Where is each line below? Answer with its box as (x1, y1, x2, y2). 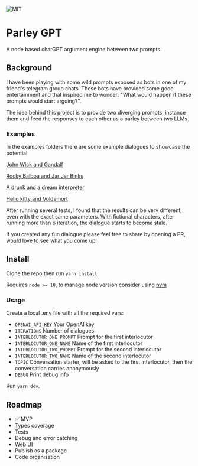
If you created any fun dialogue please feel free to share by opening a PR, (6, 231, 186, 238)
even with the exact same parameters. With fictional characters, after (6, 213, 174, 220)
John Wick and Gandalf (6, 161, 63, 168)
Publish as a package (14, 447, 67, 454)
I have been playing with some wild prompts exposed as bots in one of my (6, 79, 187, 86)
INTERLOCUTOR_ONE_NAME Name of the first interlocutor (14, 340, 143, 347)
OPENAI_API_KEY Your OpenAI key (14, 321, 95, 328)
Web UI (14, 441, 33, 448)
